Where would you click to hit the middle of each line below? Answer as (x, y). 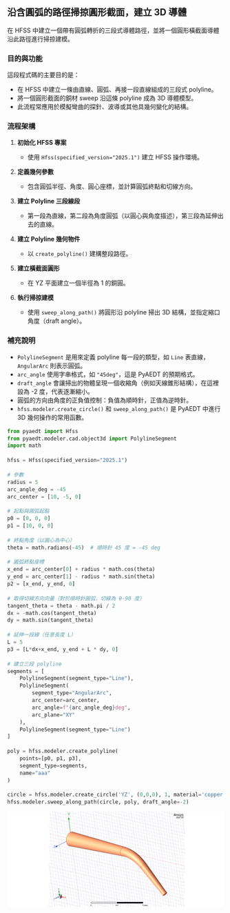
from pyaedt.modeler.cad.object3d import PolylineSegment (92, 439)
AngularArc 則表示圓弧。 (52, 365)
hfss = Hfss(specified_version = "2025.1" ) (67, 461)
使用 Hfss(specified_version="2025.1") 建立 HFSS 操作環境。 (115, 157)
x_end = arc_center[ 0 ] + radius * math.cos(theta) (81, 570)
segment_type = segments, (54, 765)
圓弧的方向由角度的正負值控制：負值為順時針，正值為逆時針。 (105, 400)
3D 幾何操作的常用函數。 (52, 417)
